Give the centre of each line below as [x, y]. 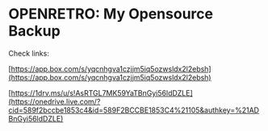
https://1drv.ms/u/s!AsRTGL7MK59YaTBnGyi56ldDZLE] [102, 92]
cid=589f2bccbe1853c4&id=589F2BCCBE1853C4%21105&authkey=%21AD [134, 110]
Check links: [29, 53]
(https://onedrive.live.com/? [54, 101]
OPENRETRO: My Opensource [111, 14]
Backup [34, 31]
